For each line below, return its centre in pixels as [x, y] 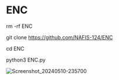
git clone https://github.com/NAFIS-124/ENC [60, 37]
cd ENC [15, 48]
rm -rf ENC [19, 26]
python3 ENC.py [26, 60]
